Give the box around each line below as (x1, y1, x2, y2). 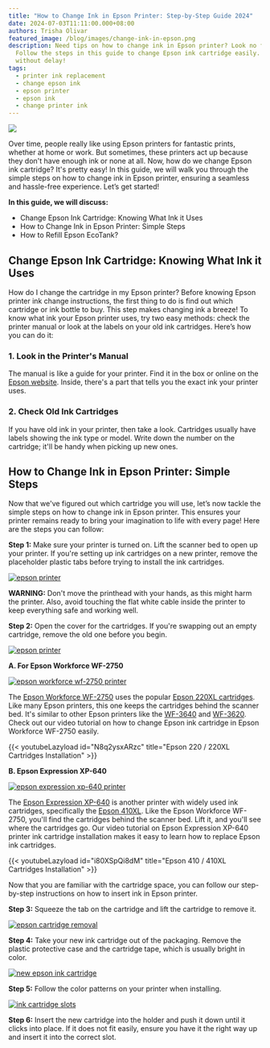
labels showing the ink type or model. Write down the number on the (8, 433, 235, 443)
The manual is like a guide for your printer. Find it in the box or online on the (8, 368, 259, 379)
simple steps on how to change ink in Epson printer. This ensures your (8, 507, 241, 517)
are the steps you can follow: (8, 525, 104, 534)
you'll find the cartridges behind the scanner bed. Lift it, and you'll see (29, 815, 261, 825)
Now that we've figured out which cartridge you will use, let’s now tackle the (8, 499, 261, 509)
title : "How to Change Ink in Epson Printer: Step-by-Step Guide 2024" (8, 11, 253, 20)
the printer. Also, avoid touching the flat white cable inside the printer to (8, 597, 246, 607)
